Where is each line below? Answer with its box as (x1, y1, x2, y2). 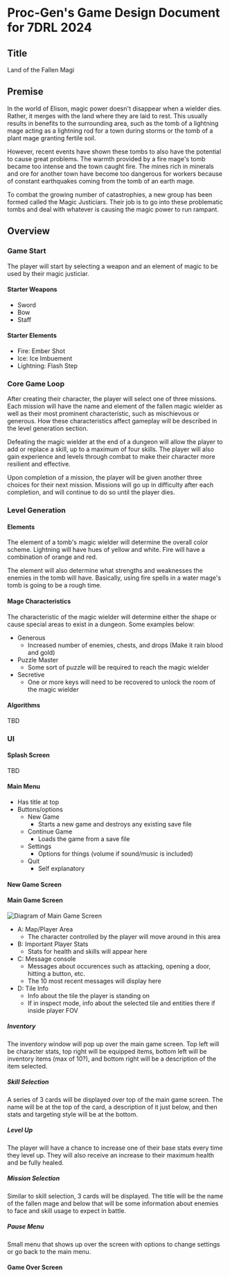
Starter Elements (7, 332, 57, 340)
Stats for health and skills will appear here (27, 947, 148, 955)
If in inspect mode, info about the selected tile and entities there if (27, 999, 216, 1007)
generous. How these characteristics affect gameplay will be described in (7, 417, 218, 425)
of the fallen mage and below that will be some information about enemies (7, 1199, 219, 1207)
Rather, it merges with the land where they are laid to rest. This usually (7, 111, 208, 120)
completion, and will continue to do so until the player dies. (7, 488, 175, 496)
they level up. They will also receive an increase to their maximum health (7, 1150, 215, 1159)
